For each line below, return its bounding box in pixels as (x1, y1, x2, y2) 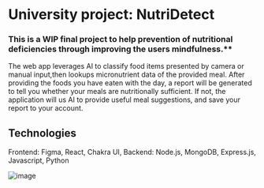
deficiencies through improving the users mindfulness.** (8, 43, 232, 55)
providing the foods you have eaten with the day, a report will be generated (8, 78, 252, 88)
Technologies (8, 126, 77, 140)
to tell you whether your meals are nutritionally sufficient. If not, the (8, 87, 226, 96)
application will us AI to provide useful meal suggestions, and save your (8, 95, 241, 104)
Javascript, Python (8, 156, 69, 165)
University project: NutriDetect (8, 6, 215, 24)
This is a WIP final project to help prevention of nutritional (8, 34, 233, 45)
